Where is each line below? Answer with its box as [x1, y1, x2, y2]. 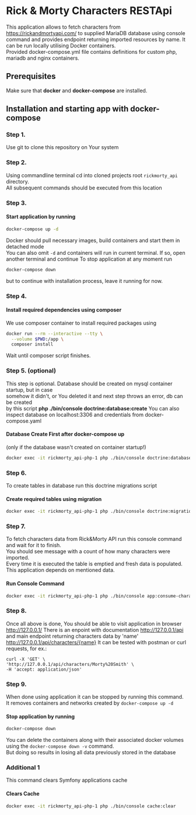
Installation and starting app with [6, 104, 129, 114]
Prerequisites [6, 71, 56, 81]
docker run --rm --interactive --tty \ [6, 330, 103, 337]
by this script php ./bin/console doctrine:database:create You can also [6, 405, 180, 412]
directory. [6, 178, 29, 185]
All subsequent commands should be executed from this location [6, 184, 162, 191]
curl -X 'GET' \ [6, 656, 45, 662]
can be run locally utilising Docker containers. [6, 42, 116, 49]
